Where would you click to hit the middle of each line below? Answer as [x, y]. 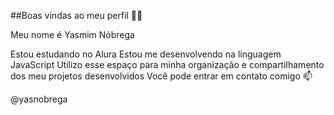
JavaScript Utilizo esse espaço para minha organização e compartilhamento [167, 64]
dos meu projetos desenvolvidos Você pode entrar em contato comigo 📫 [161, 76]
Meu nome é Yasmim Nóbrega [72, 34]
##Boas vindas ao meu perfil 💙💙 [76, 15]
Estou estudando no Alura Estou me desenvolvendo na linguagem [146, 54]
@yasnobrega [39, 99]
